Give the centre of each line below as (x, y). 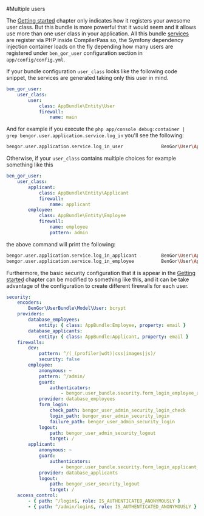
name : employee (69, 227)
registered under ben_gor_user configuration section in (74, 53)
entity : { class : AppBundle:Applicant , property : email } (114, 337)
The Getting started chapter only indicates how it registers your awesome (98, 20)
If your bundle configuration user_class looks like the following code (92, 71)
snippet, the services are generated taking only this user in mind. (87, 78)
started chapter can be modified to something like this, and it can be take (98, 279)
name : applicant (70, 204)
